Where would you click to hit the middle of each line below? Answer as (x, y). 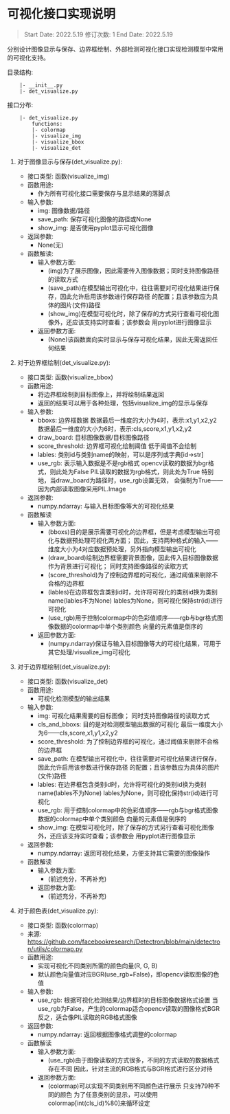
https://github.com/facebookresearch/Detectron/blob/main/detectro (124, 942)
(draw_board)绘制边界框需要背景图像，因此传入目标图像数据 (133, 557)
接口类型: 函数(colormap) (63, 925)
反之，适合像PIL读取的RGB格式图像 (87, 1017)
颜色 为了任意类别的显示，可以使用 (109, 1094)
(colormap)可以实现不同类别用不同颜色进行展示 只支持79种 (131, 1086)
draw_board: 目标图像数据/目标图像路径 (93, 437)
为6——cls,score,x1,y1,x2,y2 (78, 733)
